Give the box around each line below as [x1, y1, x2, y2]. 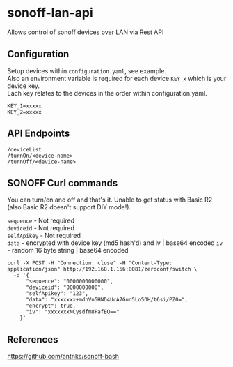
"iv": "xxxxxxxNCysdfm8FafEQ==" [25, 308, 120, 315]
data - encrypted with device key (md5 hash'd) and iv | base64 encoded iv [7, 239, 223, 247]
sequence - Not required [7, 216, 75, 225]
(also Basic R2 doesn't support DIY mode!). [7, 203, 131, 211]
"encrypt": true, [25, 302, 77, 310]
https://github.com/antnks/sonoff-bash [7, 352, 120, 361]
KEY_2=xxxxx [7, 108, 42, 116]
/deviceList [7, 146, 42, 153]
